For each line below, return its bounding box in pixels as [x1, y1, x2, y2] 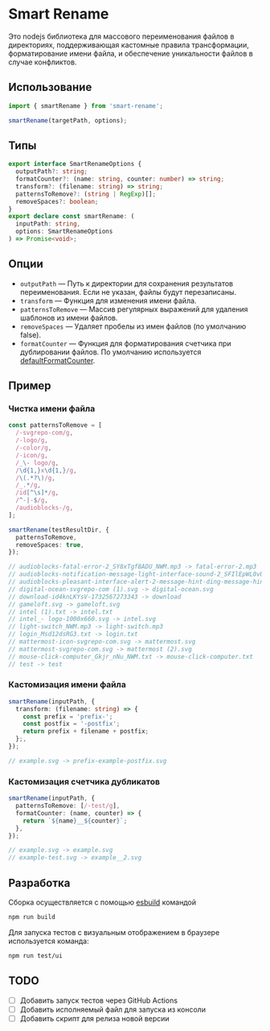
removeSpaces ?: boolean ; [15, 197, 99, 205]
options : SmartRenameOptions [15, 227, 113, 236]
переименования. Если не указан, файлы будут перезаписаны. [19, 287, 237, 296]
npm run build [8, 913, 56, 921]
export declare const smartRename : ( [8, 213, 135, 221]
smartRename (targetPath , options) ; [8, 116, 128, 125]
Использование [8, 81, 92, 94]
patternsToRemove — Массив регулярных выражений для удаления [19, 304, 248, 314]
